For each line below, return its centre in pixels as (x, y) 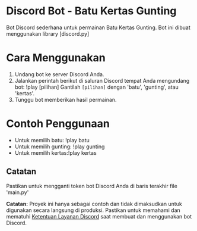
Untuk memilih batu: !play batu (52, 140)
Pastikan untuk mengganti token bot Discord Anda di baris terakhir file (92, 186)
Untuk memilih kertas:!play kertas (55, 152)
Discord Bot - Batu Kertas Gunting (91, 11)
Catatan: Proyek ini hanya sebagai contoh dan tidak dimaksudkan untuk (94, 204)
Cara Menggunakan (56, 58)
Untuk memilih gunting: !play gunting (60, 146)
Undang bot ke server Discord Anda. (59, 74)
